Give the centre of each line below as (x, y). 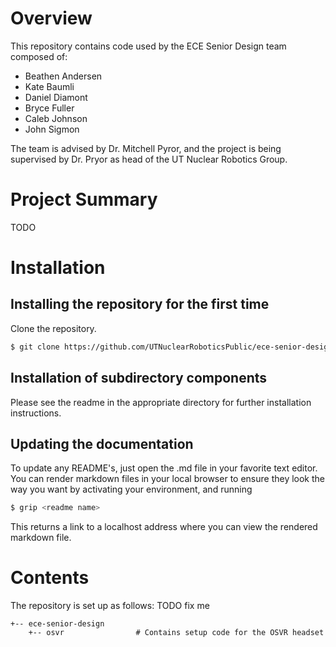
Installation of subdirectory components (139, 378)
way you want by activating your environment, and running (131, 489)
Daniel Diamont (56, 97)
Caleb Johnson (56, 118)
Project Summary (84, 199)
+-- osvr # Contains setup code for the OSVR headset (176, 633)
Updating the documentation (102, 443)
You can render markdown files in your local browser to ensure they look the (168, 479)
